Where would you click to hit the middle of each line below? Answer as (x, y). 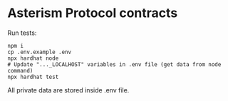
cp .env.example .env (40, 52)
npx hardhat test (33, 77)
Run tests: (22, 33)
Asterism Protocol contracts (93, 13)
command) (20, 70)
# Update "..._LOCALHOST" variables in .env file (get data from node (114, 64)
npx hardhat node (33, 58)
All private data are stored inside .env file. (68, 90)
